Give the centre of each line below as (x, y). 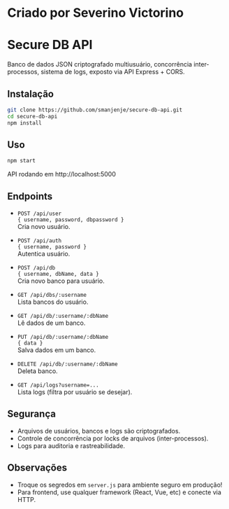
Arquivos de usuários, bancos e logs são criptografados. (99, 431)
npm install (24, 123)
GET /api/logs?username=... (58, 385)
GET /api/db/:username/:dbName (63, 316)
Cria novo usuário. (44, 227)
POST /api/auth (39, 241)
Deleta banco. (37, 371)
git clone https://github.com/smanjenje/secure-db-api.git (95, 110)
